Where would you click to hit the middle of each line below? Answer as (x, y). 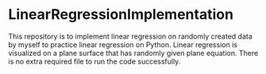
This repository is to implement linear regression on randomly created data (130, 36)
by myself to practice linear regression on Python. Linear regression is (123, 44)
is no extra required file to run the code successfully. (94, 61)
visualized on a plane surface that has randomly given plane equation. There (133, 53)
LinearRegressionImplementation (121, 15)
